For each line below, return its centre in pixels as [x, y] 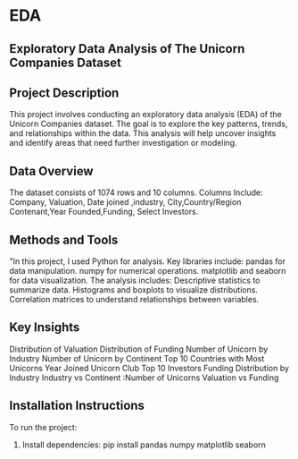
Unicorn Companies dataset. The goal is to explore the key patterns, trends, [149, 124]
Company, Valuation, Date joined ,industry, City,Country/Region [125, 202]
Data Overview [51, 171]
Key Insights [45, 327]
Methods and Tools [64, 239]
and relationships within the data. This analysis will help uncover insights [143, 133]
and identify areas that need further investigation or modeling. [124, 143]
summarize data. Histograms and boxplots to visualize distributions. [134, 290]
